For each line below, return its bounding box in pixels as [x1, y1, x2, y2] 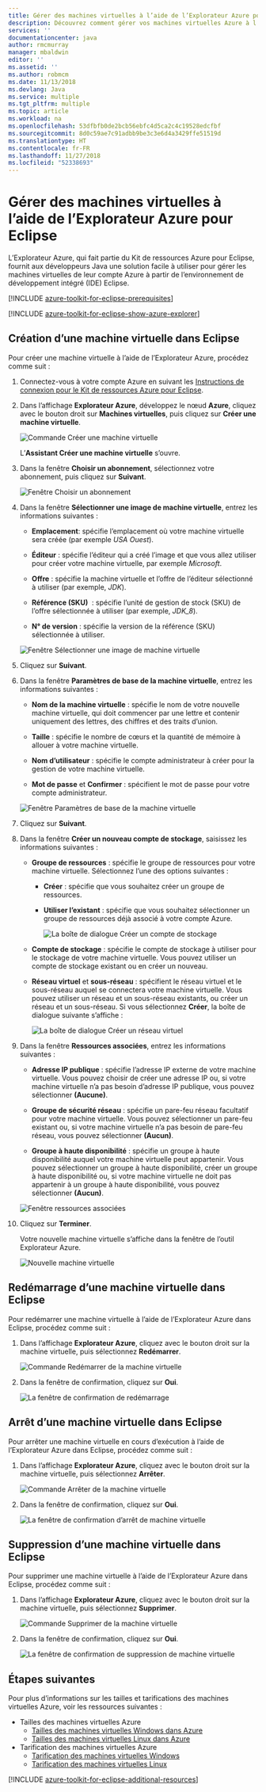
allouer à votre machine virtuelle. [31, 740, 139, 750]
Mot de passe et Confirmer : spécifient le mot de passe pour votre [31, 779, 250, 789]
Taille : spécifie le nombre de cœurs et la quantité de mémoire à [31, 732, 241, 741]
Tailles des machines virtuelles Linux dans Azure [31, 1734, 191, 1744]
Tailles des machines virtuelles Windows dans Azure [31, 1725, 203, 1736]
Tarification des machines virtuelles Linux [31, 1760, 168, 1769]
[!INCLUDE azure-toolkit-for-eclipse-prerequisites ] [8, 294, 174, 304]
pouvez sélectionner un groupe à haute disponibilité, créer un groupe [31, 1163, 258, 1172]
